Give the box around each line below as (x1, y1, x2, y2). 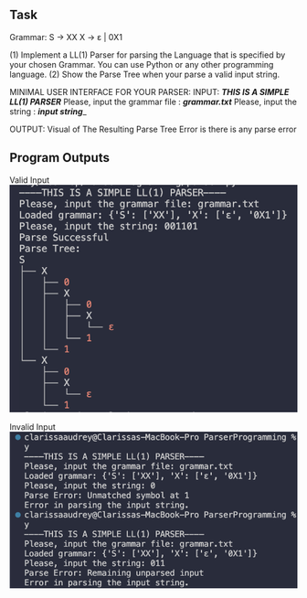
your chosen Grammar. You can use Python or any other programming (9, 59, 274, 69)
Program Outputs (9, 150, 110, 166)
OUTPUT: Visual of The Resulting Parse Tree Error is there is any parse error (9, 123, 297, 134)
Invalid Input (9, 421, 57, 432)
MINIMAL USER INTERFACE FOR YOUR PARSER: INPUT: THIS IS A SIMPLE (9, 86, 290, 97)
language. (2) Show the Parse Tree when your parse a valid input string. (9, 69, 281, 80)
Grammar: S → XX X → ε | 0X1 (9, 31, 123, 42)
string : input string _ (9, 105, 87, 117)
